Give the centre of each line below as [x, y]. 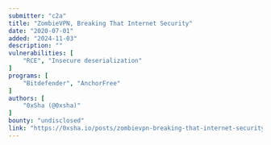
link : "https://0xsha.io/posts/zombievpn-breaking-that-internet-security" [138, 128]
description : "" [35, 46]
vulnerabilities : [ [41, 53]
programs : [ [28, 76]
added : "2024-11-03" [43, 38]
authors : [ [27, 98]
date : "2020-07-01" [41, 31]
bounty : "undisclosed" [46, 121]
